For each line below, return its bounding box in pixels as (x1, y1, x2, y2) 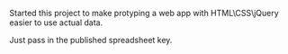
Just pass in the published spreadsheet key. (9, 35, 173, 45)
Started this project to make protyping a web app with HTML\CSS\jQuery (9, 8, 279, 18)
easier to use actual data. (9, 17, 103, 28)
